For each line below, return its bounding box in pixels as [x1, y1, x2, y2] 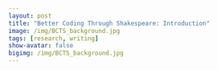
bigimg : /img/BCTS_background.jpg [8, 49, 125, 57]
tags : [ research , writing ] [8, 34, 99, 43]
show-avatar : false [8, 42, 74, 50]
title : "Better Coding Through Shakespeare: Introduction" [8, 19, 211, 27]
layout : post [8, 11, 52, 20]
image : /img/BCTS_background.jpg [8, 27, 121, 35]
